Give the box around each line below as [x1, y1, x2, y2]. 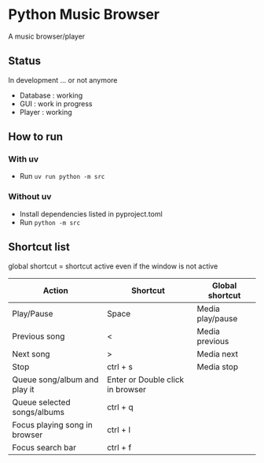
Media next [196, 348, 238, 359]
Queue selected [12, 396, 71, 407]
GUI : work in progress [19, 98, 93, 108]
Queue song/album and [12, 374, 99, 385]
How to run [8, 130, 64, 143]
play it [12, 383, 35, 394]
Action [42, 285, 69, 296]
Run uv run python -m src [19, 172, 105, 181]
